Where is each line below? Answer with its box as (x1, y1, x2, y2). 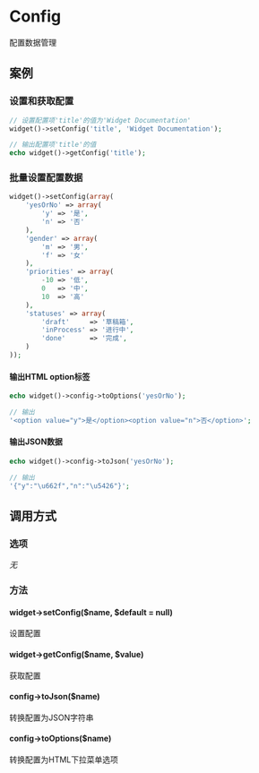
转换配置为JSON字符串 (9, 712, 94, 723)
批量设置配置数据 (9, 172, 83, 185)
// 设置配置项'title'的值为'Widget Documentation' (9, 116, 192, 125)
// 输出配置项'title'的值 (9, 141, 97, 150)
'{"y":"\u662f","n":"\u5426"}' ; (9, 481, 130, 490)
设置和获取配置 (9, 95, 74, 107)
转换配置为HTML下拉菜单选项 (9, 754, 119, 765)
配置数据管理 (9, 37, 56, 47)
